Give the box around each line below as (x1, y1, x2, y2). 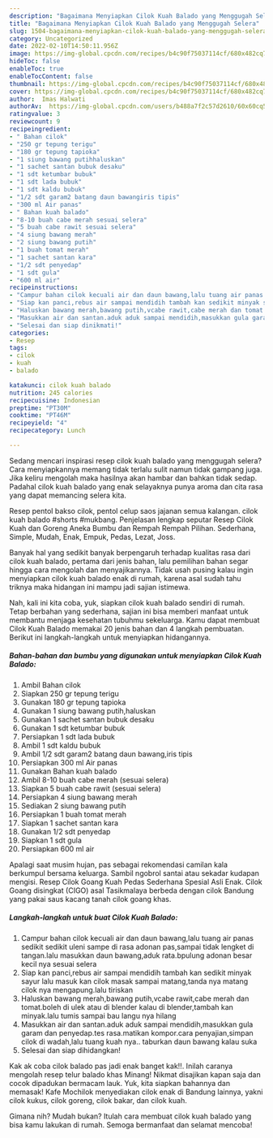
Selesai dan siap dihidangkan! (20, 1045, 121, 1055)
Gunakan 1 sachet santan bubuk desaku (20, 714, 155, 724)
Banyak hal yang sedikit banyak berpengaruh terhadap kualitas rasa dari (9, 547, 250, 557)
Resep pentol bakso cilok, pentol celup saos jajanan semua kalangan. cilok (9, 506, 258, 515)
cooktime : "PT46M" (9, 412, 71, 420)
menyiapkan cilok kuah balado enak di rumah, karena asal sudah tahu (9, 573, 241, 583)
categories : (9, 329, 49, 337)
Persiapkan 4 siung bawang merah (20, 792, 138, 802)
